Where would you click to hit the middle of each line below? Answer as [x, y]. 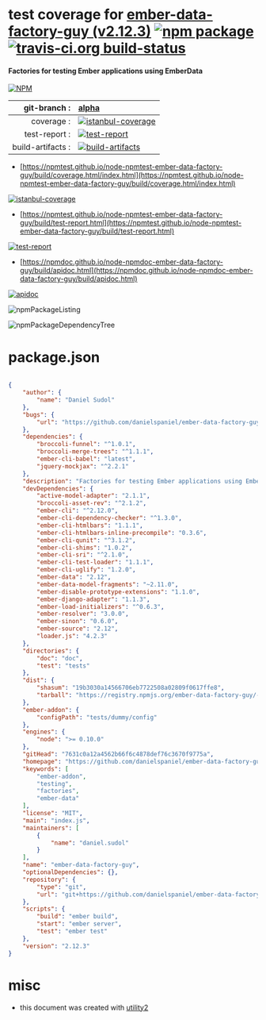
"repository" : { [49, 880]
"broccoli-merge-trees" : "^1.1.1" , [95, 452]
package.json [54, 357]
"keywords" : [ [46, 769]
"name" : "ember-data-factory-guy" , [81, 865]
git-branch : [47, 108]
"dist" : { [39, 680]
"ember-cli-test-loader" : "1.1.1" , [95, 562]
